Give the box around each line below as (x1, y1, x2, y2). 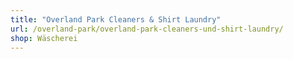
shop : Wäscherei (10, 33, 78, 43)
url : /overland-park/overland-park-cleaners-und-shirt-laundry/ (10, 24, 284, 34)
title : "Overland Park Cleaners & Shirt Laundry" (10, 14, 222, 25)
